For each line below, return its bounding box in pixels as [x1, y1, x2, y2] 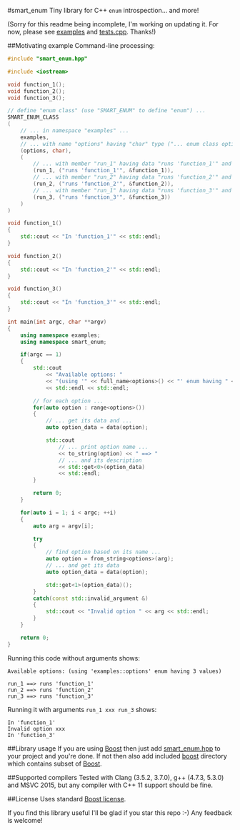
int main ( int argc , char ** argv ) [7, 318, 107, 325]
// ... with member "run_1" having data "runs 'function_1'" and [33, 160, 232, 167]
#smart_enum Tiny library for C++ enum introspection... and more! [7, 6, 199, 14]
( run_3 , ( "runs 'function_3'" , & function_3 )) [33, 193, 171, 201]
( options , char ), [20, 147, 72, 154]
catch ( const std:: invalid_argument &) [33, 595, 149, 602]
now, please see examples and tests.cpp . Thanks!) [7, 28, 156, 36]
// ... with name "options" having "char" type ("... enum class [20, 140, 219, 147]
